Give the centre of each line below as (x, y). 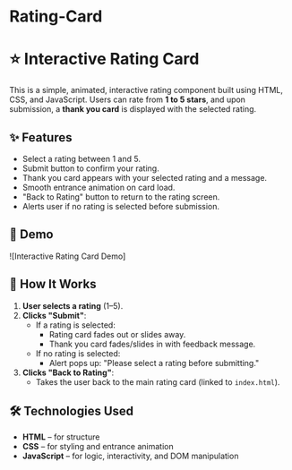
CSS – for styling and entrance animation (98, 447)
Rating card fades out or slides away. (117, 334)
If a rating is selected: (76, 325)
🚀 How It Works (53, 284)
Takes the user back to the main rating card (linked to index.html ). (158, 381)
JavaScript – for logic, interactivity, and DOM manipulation (130, 456)
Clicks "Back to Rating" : (68, 372)
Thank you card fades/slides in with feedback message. (152, 344)
